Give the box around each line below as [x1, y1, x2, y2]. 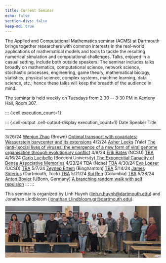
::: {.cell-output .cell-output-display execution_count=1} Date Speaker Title [5, 120, 157, 126]
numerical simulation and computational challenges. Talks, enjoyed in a [5, 54, 150, 60]
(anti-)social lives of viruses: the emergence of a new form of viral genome [5, 144, 158, 150]
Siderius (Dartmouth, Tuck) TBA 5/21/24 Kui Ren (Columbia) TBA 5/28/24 [5, 171, 155, 177]
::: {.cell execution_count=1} [5, 110, 62, 116]
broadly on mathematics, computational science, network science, [5, 65, 141, 70]
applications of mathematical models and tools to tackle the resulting [5, 49, 146, 55]
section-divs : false [5, 18, 48, 23]
